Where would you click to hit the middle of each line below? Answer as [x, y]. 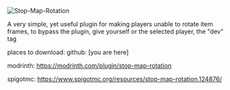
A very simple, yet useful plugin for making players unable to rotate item [110, 24]
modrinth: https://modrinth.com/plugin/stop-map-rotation [90, 65]
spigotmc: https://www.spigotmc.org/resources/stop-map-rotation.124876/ [115, 79]
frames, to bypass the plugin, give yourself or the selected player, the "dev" [115, 31]
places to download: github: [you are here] [68, 52]
